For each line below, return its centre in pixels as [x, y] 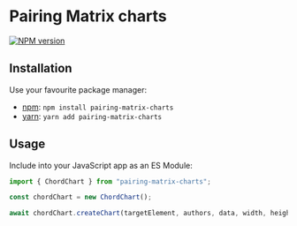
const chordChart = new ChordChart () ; [80, 197]
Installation [41, 68]
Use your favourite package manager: [78, 89]
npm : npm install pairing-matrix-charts [98, 107]
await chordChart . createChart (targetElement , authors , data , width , [138, 214]
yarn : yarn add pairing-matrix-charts [91, 116]
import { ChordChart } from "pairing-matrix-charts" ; [110, 181]
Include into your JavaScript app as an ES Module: [101, 165]
